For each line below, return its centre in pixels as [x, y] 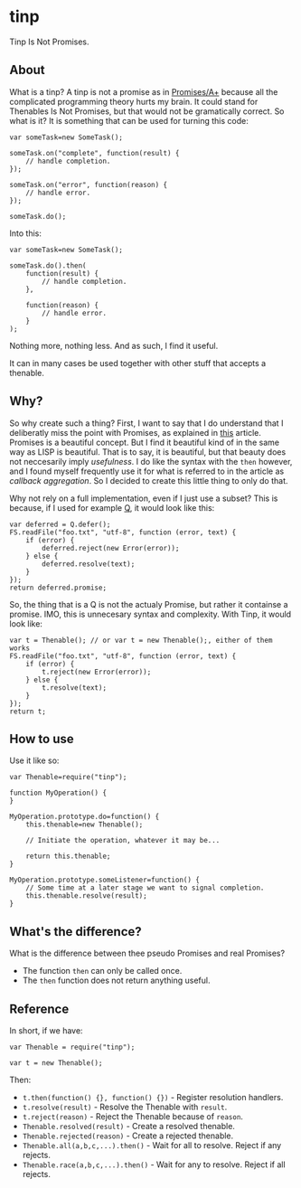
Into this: [26, 233]
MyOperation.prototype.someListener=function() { [105, 880]
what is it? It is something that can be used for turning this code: [129, 120]
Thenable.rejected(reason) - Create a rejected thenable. [128, 1136]
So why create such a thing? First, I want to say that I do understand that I [146, 423]
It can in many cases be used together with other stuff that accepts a [138, 363]
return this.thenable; [68, 856]
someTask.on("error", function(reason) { [89, 184]
